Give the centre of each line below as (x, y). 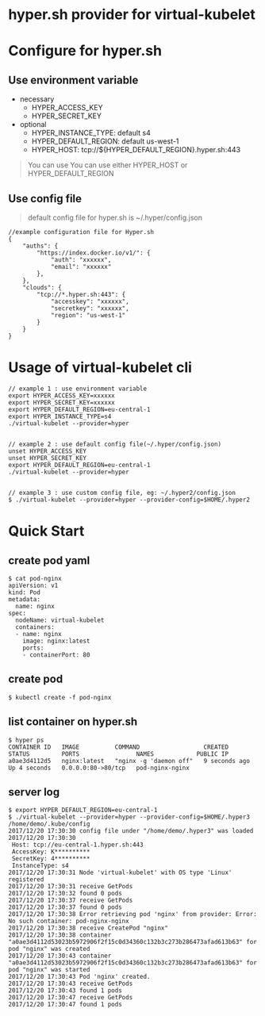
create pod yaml (49, 560)
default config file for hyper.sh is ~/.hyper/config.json (115, 217)
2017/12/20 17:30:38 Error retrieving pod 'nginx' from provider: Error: (133, 914)
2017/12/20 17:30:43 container (60, 956)
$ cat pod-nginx (35, 578)
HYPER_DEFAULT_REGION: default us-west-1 (105, 141)
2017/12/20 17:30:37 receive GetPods (71, 901)
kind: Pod (25, 592)
